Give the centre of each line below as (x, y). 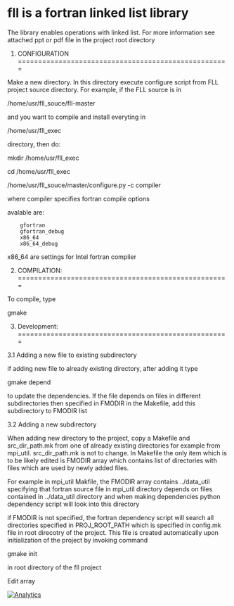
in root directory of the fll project (54, 567)
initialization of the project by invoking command (78, 540)
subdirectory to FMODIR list (47, 410)
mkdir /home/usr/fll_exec (43, 158)
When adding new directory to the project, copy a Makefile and (99, 438)
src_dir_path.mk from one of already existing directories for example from (114, 446)
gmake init (22, 553)
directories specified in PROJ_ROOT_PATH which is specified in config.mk (114, 525)
